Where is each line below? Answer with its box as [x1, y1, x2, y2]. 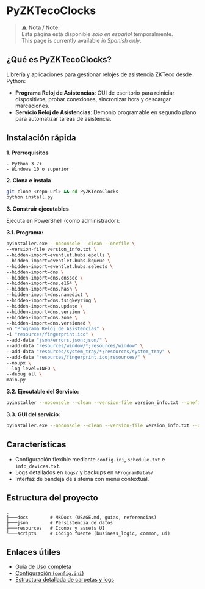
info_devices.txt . [15, 462, 61, 469]
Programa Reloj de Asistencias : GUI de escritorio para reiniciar [15, 89, 175, 96]
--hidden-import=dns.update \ [6, 303, 84, 309]
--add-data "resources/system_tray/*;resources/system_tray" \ [6, 349, 171, 355]
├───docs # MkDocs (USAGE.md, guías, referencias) [6, 514, 157, 521]
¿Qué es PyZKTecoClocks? [6, 54, 112, 65]
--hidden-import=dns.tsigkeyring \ [6, 297, 97, 304]
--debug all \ [6, 371, 43, 377]
